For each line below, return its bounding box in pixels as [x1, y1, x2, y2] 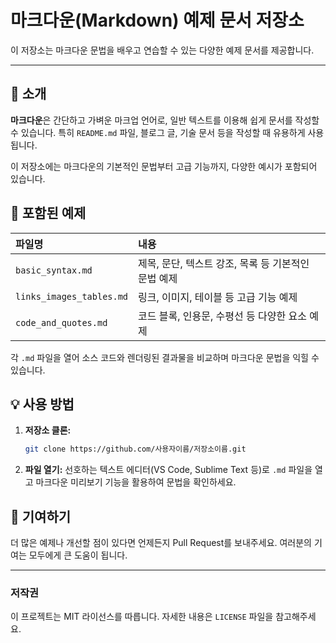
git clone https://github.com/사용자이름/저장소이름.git [24, 444, 247, 455]
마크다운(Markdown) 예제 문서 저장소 [10, 9, 305, 32]
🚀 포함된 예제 [10, 205, 87, 222]
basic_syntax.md [15, 264, 93, 276]
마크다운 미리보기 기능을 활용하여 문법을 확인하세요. [35, 476, 237, 488]
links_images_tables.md [15, 291, 129, 302]
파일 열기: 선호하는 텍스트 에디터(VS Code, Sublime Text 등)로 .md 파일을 [24, 464, 313, 476]
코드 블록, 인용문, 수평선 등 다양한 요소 [138, 309, 307, 323]
